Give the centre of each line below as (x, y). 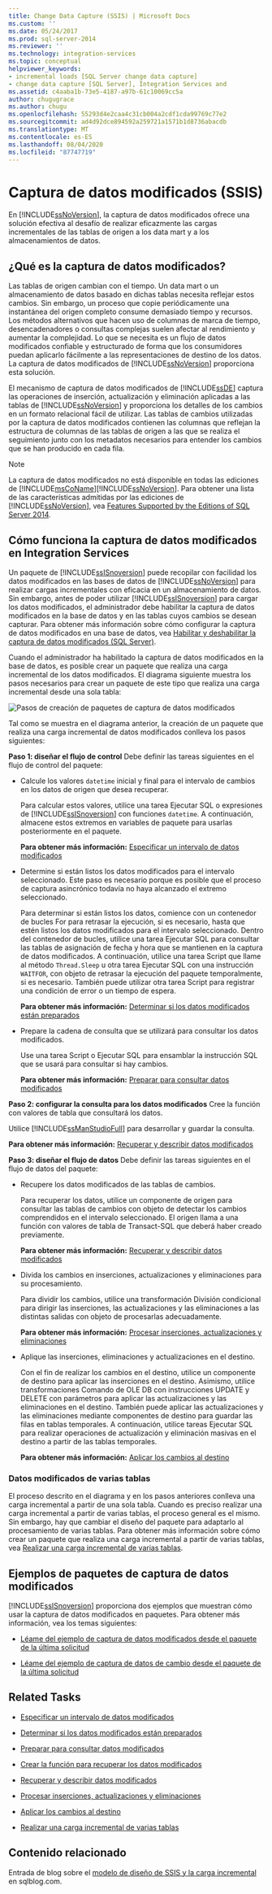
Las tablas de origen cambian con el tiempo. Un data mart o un (114, 286)
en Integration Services (69, 553)
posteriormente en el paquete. (71, 831)
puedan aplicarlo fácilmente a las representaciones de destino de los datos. (135, 355)
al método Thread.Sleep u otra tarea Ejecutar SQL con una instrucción (137, 964)
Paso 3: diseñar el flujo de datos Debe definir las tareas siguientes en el (130, 1160)
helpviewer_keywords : (45, 69)
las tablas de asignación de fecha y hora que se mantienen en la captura (142, 947)
